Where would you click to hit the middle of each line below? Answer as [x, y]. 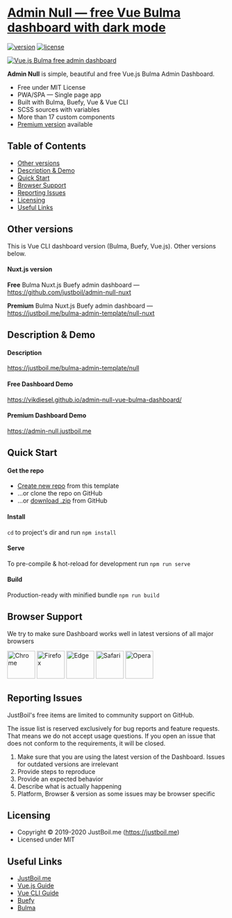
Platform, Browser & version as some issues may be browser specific [116, 793]
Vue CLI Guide [38, 893]
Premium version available [55, 124]
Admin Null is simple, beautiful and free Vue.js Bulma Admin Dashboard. [111, 74]
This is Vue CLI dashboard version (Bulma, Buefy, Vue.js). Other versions [112, 246]
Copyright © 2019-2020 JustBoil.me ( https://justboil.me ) [98, 832]
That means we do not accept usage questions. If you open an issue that [111, 736]
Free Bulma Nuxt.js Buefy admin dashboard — [74, 285]
